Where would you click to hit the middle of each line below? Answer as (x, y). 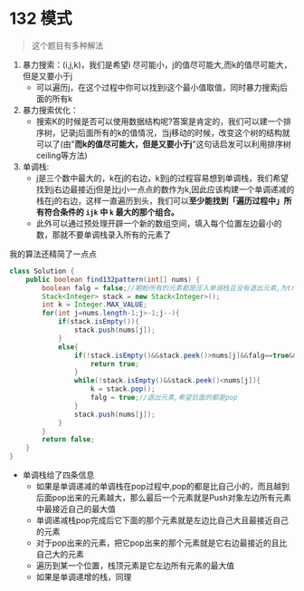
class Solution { (42, 271)
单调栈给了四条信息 (58, 475)
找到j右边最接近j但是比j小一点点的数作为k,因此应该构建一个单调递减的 (165, 189)
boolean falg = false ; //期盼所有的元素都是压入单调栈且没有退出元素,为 (165, 288)
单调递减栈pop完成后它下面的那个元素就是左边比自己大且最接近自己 (162, 520)
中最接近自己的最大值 (76, 509)
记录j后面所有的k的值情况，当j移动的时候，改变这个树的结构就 (176, 132)
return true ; (115, 363)
